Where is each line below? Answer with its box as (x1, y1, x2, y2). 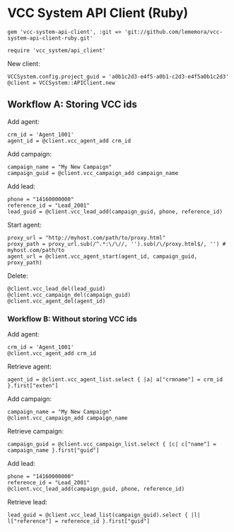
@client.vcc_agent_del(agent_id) (7, 298, 106, 305)
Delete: (7, 271, 28, 280)
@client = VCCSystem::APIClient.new (7, 79, 115, 86)
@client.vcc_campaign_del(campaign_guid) (7, 291, 131, 298)
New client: (7, 59, 40, 68)
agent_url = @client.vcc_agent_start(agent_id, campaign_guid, (7, 253, 198, 260)
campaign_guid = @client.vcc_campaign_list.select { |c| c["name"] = (7, 441, 217, 448)
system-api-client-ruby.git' (7, 34, 93, 42)
